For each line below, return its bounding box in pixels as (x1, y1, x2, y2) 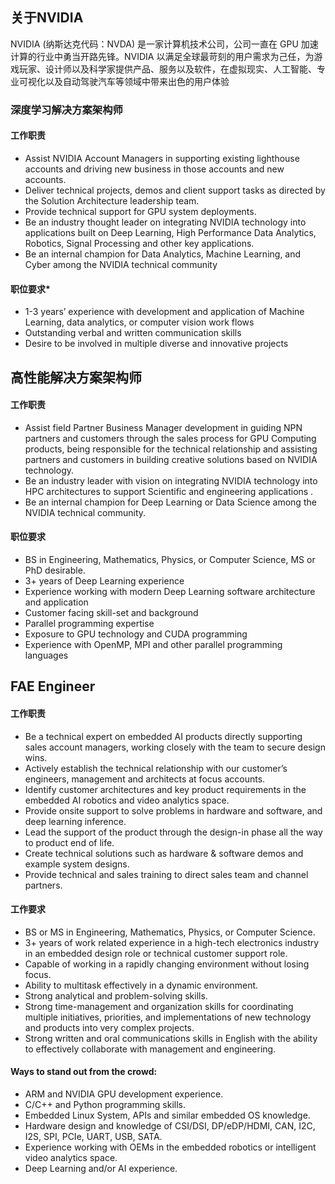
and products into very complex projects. (24, 1021, 195, 1033)
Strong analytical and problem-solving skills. (24, 989, 208, 1002)
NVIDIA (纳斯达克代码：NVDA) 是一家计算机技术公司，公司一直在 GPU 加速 (10, 38, 319, 50)
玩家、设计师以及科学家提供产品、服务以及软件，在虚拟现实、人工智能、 (18, 63, 317, 75)
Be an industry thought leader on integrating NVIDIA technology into (24, 216, 307, 228)
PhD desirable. (24, 564, 86, 576)
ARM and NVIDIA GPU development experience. (24, 1088, 224, 1100)
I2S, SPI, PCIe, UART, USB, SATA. (24, 1130, 163, 1142)
